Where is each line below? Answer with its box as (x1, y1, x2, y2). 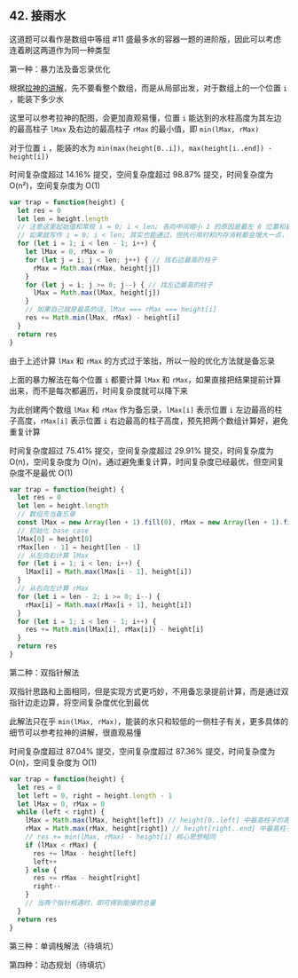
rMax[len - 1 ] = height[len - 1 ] (17, 542, 141, 552)
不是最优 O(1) (24, 467, 74, 477)
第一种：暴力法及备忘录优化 (9, 63, 111, 74)
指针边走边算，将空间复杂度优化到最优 (9, 697, 149, 707)
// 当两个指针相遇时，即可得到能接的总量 (25, 899, 157, 908)
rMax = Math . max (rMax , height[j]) (32, 264, 161, 272)
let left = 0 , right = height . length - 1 (17, 791, 173, 801)
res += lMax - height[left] (32, 848, 137, 858)
